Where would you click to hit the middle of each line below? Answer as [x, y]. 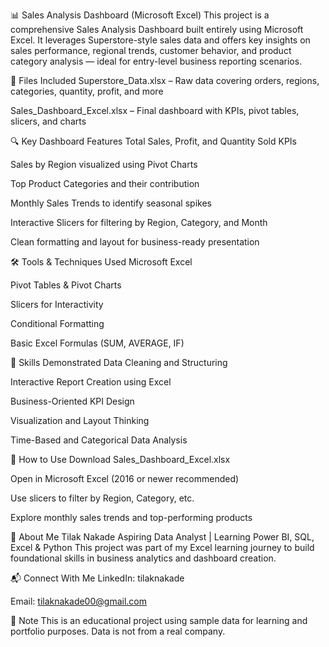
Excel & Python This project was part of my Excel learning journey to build [162, 547]
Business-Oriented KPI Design [72, 401]
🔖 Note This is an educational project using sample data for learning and [159, 620]
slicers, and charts [48, 121]
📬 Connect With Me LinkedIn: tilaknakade [97, 578]
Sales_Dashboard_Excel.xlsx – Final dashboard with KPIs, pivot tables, [155, 110]
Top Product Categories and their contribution [105, 183]
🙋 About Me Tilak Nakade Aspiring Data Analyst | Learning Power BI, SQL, [162, 537]
